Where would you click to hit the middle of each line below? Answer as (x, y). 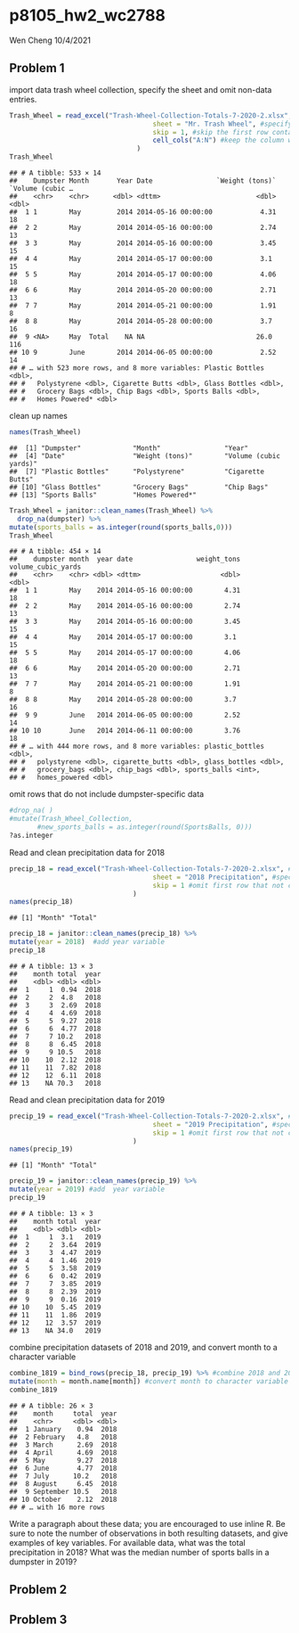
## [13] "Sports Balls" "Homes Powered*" (103, 495)
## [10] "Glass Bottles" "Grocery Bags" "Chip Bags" (139, 487)
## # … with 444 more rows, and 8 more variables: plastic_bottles (137, 747)
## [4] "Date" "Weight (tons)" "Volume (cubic (145, 455)
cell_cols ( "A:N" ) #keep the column (218, 140)
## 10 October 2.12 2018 (63, 1499)
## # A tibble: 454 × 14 (55, 552)
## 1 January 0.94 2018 (63, 1429)
